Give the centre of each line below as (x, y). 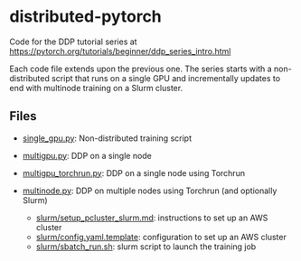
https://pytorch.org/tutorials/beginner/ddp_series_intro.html (120, 51)
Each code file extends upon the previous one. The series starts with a (141, 69)
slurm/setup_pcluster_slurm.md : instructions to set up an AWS (152, 218)
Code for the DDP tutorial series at (73, 42)
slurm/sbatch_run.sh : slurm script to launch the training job (146, 247)
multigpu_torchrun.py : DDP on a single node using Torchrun (134, 172)
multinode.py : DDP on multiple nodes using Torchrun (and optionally (150, 191)
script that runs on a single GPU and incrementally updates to (166, 78)
